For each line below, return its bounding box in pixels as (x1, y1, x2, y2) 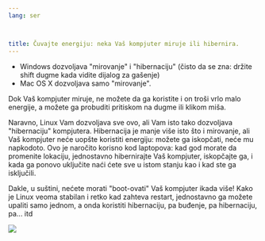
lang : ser (8, 11, 41, 20)
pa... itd (8, 208, 33, 218)
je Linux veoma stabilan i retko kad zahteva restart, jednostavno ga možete (8, 192, 253, 201)
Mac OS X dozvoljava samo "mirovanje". (19, 78, 152, 88)
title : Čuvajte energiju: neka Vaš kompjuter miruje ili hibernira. (8, 40, 240, 48)
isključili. (8, 168, 36, 178)
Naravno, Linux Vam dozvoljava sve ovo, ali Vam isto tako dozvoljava (8, 117, 232, 127)
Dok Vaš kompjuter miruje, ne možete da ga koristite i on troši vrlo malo (8, 94, 241, 103)
